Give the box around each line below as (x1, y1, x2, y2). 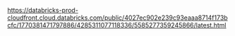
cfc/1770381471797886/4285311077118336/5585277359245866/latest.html (7, 21, 227, 29)
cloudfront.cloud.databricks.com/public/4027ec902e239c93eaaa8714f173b (7, 13, 228, 22)
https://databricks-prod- (7, 6, 79, 14)
